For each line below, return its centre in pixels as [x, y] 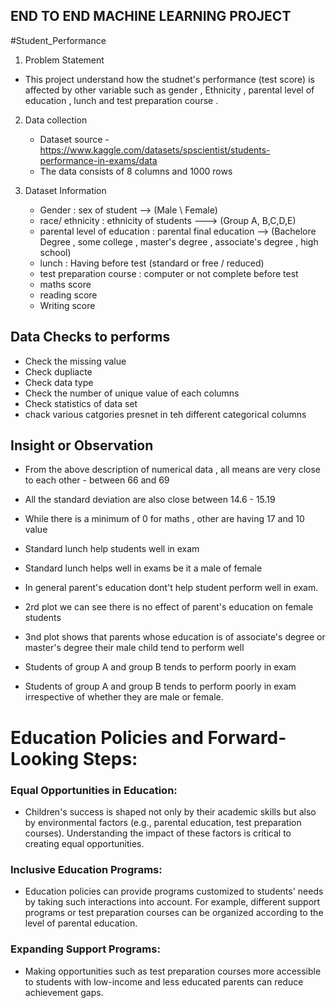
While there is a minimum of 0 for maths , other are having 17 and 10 [164, 519]
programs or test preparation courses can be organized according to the [174, 913]
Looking [45, 758]
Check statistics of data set [81, 403]
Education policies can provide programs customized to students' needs [174, 891]
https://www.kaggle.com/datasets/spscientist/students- [155, 150]
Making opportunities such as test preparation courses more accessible [173, 971]
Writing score [67, 305]
